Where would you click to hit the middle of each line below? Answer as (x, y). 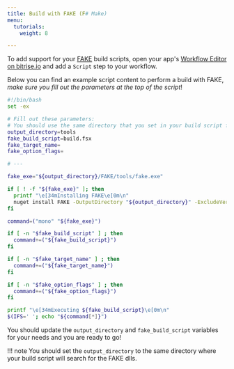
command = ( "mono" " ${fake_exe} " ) (54, 221)
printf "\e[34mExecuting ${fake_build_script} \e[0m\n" (88, 311)
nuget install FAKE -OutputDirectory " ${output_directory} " (102, 202)
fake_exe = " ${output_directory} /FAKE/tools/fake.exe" (85, 177)
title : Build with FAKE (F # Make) (57, 14)
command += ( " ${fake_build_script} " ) (65, 240)
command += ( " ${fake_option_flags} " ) (65, 291)
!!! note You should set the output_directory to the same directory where (112, 351)
